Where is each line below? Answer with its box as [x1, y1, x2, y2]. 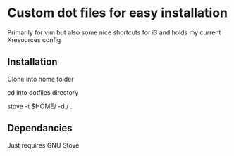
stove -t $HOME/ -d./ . [7, 102, 73, 110]
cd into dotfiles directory [7, 88, 79, 96]
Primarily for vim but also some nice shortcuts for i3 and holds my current [7, 28, 221, 37]
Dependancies [7, 122, 73, 134]
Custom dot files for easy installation [7, 5, 228, 21]
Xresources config [7, 35, 61, 44]
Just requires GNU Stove [7, 141, 80, 149]
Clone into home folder [7, 74, 74, 83]
